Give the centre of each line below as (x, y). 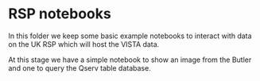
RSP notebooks (60, 14)
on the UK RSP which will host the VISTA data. (84, 44)
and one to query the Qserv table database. (80, 67)
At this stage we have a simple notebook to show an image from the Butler (130, 60)
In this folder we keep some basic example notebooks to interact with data (130, 36)
